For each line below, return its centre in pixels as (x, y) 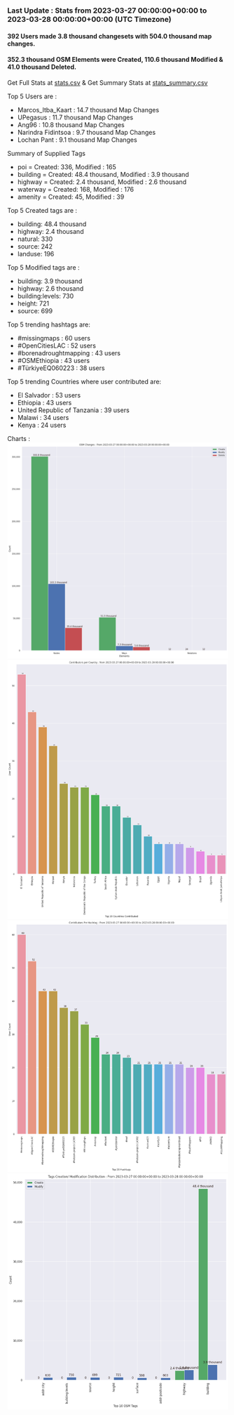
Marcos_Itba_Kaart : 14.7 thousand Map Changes (88, 110)
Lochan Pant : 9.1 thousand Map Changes (77, 140)
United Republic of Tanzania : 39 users (73, 410)
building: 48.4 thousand (52, 224)
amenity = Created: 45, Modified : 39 (71, 197)
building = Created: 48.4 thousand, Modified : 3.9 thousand (103, 174)
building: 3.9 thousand (50, 281)
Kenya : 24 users (42, 425)
